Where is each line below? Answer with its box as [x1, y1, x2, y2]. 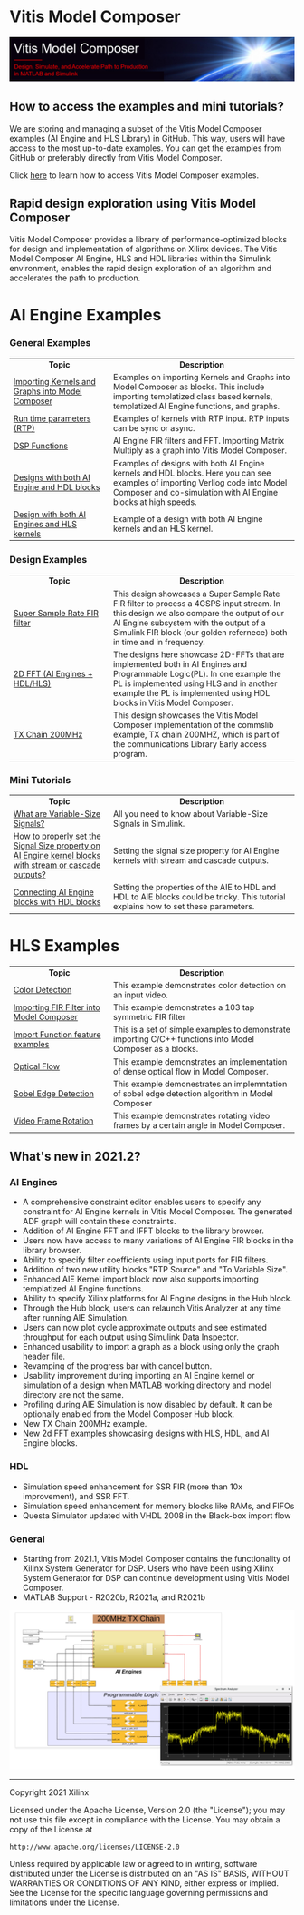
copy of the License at [9, 1824, 93, 1835]
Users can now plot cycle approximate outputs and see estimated [22, 1322, 267, 1333]
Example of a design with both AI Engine [112, 514, 263, 525]
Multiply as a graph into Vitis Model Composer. [112, 445, 288, 456]
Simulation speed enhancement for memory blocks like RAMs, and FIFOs [22, 1500, 295, 1511]
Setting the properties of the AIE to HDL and [112, 882, 277, 893]
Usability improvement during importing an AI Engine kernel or [22, 1370, 255, 1381]
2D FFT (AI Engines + [13, 668, 93, 679]
